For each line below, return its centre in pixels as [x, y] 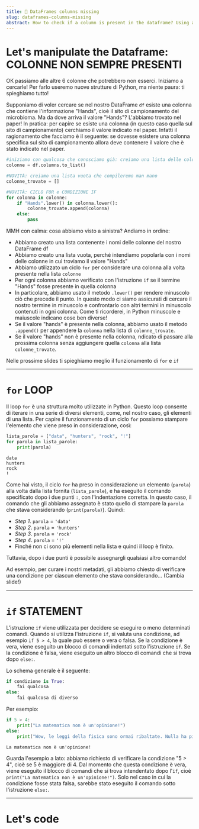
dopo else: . [21, 659]
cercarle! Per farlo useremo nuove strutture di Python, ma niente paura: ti [95, 87]
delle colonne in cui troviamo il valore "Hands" [71, 262]
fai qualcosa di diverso [47, 698]
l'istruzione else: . [28, 789]
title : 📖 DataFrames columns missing [53, 12]
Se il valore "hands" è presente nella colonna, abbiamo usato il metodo [101, 324]
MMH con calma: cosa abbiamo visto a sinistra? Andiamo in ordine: [88, 231]
